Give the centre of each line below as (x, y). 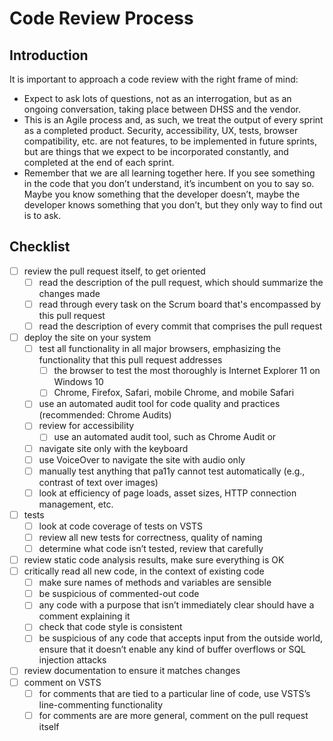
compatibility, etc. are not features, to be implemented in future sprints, (170, 141)
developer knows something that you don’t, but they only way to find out (173, 205)
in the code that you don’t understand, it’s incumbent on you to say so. (169, 183)
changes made (69, 293)
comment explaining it (84, 616)
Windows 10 (78, 382)
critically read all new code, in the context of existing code (144, 571)
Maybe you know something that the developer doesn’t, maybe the (162, 194)
